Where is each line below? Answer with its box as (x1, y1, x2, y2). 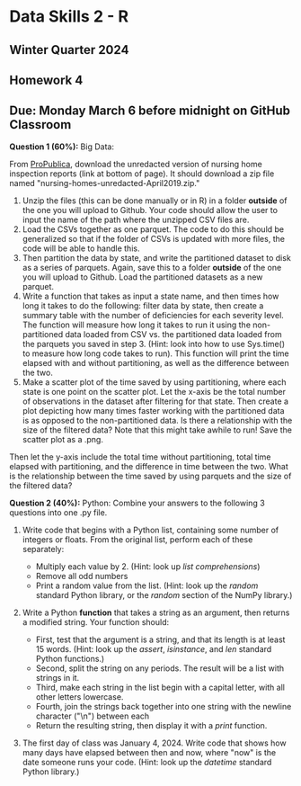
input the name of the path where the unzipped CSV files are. (22, 214, 250, 225)
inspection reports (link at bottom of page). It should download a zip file (9, 168, 275, 179)
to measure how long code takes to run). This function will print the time (22, 348, 289, 359)
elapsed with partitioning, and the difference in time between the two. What (9, 460, 289, 471)
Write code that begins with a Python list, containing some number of (22, 524, 279, 535)
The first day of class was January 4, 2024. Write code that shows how (22, 737, 287, 748)
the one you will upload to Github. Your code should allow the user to (22, 204, 279, 215)
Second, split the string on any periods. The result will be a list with (35, 663, 285, 674)
